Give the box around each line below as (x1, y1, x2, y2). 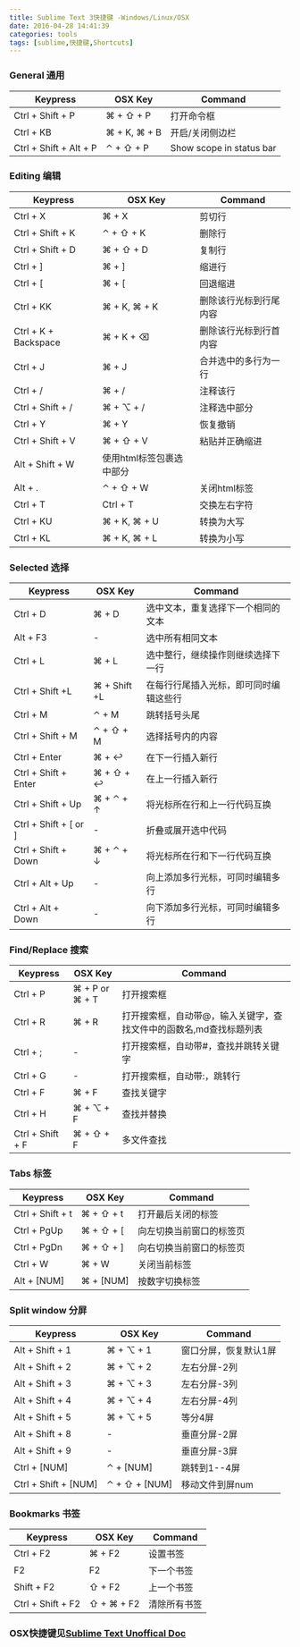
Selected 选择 (9, 561, 70, 573)
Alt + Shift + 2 (13, 1361, 71, 1373)
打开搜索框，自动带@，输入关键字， (121, 1009, 274, 1022)
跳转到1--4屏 (180, 1462, 241, 1474)
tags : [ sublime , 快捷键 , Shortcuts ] (9, 38, 134, 47)
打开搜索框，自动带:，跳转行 (121, 1070, 241, 1083)
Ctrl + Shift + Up (13, 798, 82, 810)
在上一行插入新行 (146, 773, 219, 785)
